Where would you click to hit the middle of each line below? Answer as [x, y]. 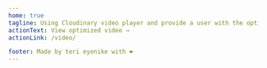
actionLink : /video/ [43, 38]
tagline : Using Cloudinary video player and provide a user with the [126, 23]
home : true [26, 15]
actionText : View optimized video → [69, 30]
